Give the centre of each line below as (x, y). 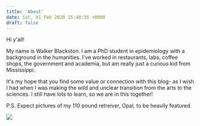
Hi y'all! (16, 40)
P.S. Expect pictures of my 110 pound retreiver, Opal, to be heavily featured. (99, 106)
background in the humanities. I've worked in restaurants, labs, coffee (92, 58)
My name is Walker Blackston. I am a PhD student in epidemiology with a (96, 51)
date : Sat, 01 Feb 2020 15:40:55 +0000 (56, 17)
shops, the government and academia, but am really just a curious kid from (99, 64)
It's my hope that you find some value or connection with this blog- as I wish (100, 81)
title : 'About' (25, 12)
